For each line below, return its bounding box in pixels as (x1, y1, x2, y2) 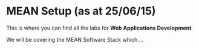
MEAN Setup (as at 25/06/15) (6, 4, 156, 18)
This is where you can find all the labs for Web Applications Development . (6, 24, 194, 31)
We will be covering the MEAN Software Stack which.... (6, 36, 144, 43)
